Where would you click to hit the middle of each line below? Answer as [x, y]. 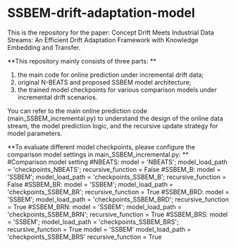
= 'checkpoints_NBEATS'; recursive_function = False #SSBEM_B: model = [114, 169]
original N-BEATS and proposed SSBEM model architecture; [104, 82]
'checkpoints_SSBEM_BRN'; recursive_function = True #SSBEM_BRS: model [117, 214]
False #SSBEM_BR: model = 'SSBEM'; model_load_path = [91, 184]
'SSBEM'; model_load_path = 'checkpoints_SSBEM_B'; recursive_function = [117, 177]
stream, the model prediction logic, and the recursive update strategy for [113, 125]
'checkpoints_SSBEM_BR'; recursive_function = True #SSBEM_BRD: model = [118, 192]
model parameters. [35, 133]
